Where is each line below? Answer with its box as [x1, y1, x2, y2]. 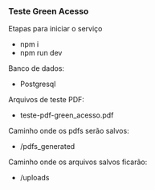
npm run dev [19, 48, 63, 58]
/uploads [19, 173, 50, 183]
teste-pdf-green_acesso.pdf [19, 110, 114, 120]
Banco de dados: [8, 64, 65, 73]
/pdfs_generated [19, 142, 75, 151]
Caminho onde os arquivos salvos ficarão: [8, 157, 148, 167]
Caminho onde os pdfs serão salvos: [8, 126, 130, 136]
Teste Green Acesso [8, 6, 89, 17]
